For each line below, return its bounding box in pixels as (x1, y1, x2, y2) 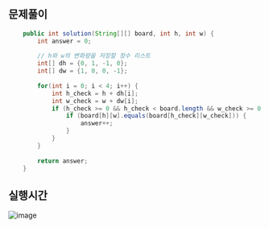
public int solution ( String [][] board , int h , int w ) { (23, 29, 215, 38)
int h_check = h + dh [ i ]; (51, 89, 139, 97)
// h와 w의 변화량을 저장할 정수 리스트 (37, 52, 151, 60)
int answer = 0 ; (37, 37, 92, 45)
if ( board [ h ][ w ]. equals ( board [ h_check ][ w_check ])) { (65, 112, 247, 120)
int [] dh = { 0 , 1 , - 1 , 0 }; (37, 60, 128, 68)
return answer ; (37, 156, 89, 165)
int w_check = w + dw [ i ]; (51, 97, 139, 105)
